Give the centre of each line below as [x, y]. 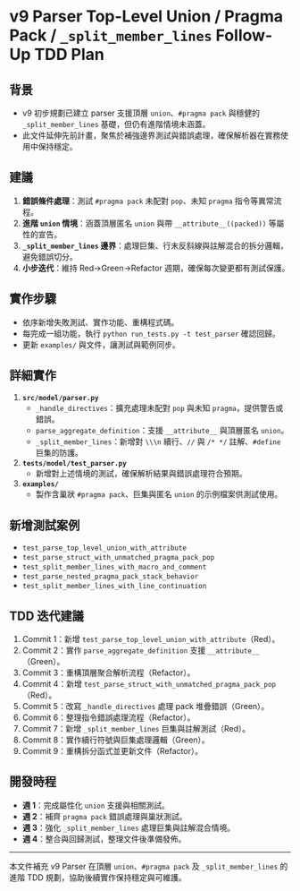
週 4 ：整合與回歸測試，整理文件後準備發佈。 [104, 838]
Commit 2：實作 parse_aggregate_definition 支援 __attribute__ [141, 650]
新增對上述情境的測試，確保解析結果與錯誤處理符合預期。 [141, 474]
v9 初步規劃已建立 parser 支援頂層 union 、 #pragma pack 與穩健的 [141, 113]
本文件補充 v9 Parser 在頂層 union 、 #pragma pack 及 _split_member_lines [144, 866]
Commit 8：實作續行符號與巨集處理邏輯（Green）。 [116, 740]
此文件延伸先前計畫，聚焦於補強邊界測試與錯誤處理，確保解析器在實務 [151, 135]
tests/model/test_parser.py [74, 464]
